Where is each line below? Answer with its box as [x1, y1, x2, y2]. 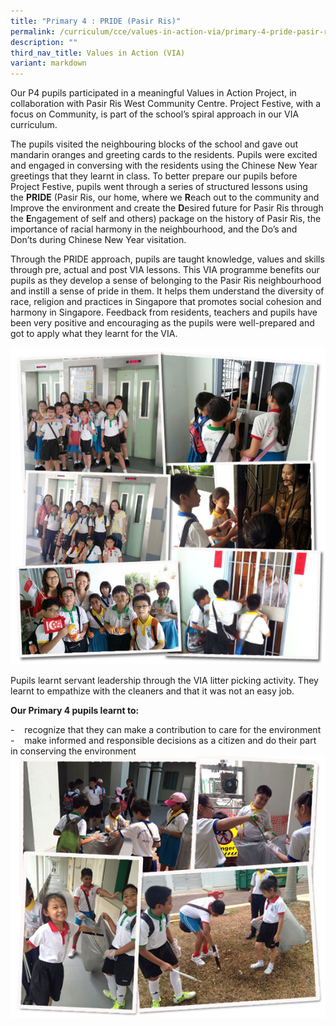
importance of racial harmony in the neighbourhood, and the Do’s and [10, 223, 298, 235]
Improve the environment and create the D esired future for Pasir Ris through [10, 202, 324, 214]
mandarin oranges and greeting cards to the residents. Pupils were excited [10, 149, 318, 161]
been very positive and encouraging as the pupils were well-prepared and [10, 317, 315, 329]
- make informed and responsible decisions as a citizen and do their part [10, 734, 317, 746]
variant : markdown [10, 58, 87, 69]
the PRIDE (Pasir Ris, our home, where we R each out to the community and [10, 191, 320, 204]
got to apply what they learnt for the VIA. [10, 328, 178, 340]
